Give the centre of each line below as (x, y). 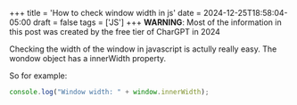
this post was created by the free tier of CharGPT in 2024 (115, 32)
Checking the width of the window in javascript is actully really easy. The (143, 49)
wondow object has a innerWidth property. (88, 58)
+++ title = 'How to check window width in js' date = (106, 13)
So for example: (38, 76)
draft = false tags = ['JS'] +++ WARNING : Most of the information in (157, 22)
